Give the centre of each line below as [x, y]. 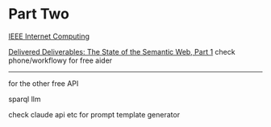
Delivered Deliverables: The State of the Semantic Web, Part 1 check [122, 51]
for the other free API [44, 83]
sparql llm [25, 99]
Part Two [39, 14]
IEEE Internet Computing [49, 36]
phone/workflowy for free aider [60, 60]
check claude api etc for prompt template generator [94, 114]
